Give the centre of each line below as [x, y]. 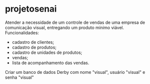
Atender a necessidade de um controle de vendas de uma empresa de [75, 22]
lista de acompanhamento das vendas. [51, 63]
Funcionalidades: [22, 33]
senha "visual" [20, 77]
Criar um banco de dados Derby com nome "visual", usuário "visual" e [75, 72]
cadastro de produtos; [34, 47]
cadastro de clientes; [33, 42]
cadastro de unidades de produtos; [47, 52]
